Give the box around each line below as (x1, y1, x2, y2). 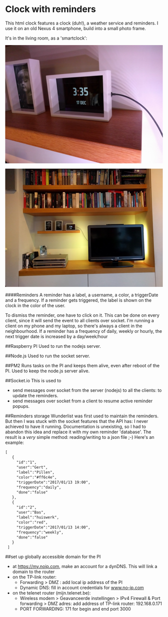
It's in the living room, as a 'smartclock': (5, 35, 87, 41)
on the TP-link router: (12, 574, 56, 580)
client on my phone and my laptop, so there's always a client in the (5, 323, 142, 329)
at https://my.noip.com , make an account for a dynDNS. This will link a (12, 563, 157, 569)
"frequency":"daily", (16, 484, 61, 490)
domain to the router (12, 568, 55, 574)
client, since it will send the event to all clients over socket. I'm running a (5, 317, 154, 323)
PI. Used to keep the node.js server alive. (5, 368, 90, 374)
